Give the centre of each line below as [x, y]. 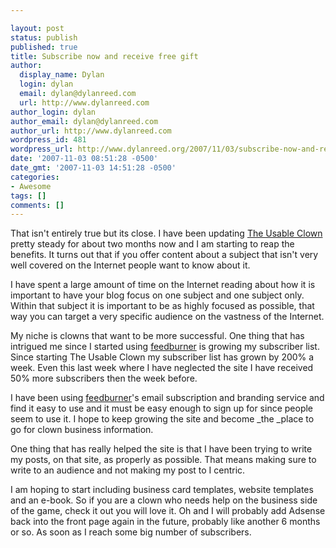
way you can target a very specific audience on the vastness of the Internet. [167, 317]
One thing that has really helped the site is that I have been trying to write [161, 449]
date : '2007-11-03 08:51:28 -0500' [84, 159]
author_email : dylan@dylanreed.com [84, 121]
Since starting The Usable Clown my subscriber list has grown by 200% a [162, 357]
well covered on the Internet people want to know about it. [130, 265]
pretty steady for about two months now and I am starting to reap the [152, 244]
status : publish [44, 37]
